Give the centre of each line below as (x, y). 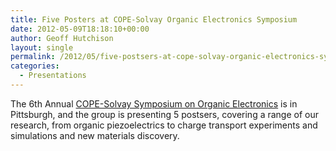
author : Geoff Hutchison (62, 38)
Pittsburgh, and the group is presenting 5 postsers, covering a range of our (164, 114)
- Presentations (53, 76)
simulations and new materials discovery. (95, 135)
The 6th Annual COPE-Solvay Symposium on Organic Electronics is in (154, 103)
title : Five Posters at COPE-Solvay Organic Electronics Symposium (154, 19)
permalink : (33, 57)
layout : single (42, 47)
